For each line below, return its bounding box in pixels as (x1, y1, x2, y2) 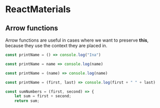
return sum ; (14, 98, 40, 103)
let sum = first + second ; (14, 94, 72, 99)
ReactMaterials (5, 4, 71, 15)
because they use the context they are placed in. (5, 43, 108, 49)
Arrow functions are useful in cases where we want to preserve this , (5, 37, 149, 43)
